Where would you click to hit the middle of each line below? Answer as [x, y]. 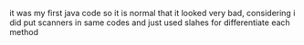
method [24, 32]
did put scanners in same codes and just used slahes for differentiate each [150, 22]
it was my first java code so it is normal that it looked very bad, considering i [152, 13]
